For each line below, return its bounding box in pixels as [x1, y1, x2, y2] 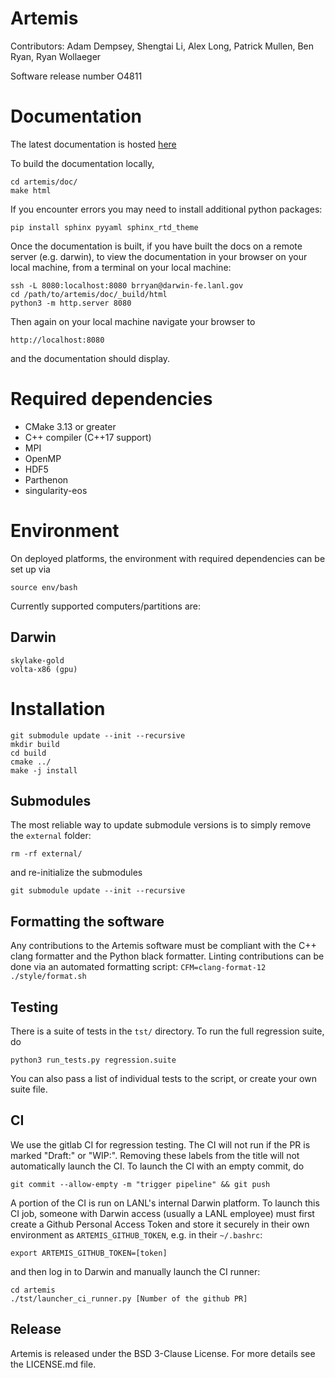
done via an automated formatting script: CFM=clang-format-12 [10, 961, 267, 973]
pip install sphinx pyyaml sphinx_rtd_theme [10, 222, 199, 232]
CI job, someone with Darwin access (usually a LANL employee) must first [10, 1207, 315, 1219]
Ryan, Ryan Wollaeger [10, 50, 102, 62]
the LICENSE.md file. [10, 1358, 97, 1370]
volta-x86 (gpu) [10, 664, 78, 674]
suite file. [10, 1083, 48, 1095]
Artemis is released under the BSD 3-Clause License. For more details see [10, 1347, 316, 1359]
